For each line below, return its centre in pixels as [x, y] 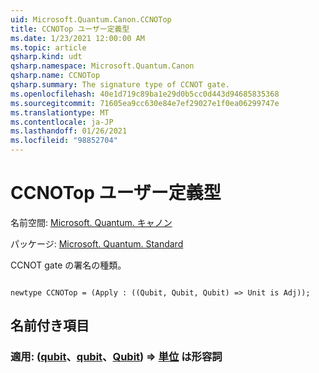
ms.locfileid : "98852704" [64, 141]
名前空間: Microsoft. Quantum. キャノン [91, 222]
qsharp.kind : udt [46, 57]
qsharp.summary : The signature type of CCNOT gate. [120, 85]
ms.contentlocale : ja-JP [62, 122]
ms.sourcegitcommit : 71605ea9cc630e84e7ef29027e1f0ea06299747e [145, 103]
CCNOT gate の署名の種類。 [68, 265]
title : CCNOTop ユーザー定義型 [70, 29]
